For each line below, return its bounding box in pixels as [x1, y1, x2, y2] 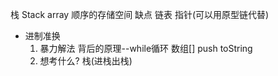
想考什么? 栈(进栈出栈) [39, 55, 133, 67]
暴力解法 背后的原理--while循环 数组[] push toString [39, 43, 253, 54]
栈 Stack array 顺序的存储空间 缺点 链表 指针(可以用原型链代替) [10, 9, 270, 20]
